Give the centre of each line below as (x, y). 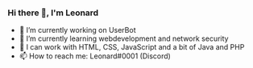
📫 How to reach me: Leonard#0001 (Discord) (95, 56)
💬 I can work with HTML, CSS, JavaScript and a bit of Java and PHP (132, 47)
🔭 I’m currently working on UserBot (77, 30)
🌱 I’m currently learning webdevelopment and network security (124, 38)
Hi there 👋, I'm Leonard (53, 13)
